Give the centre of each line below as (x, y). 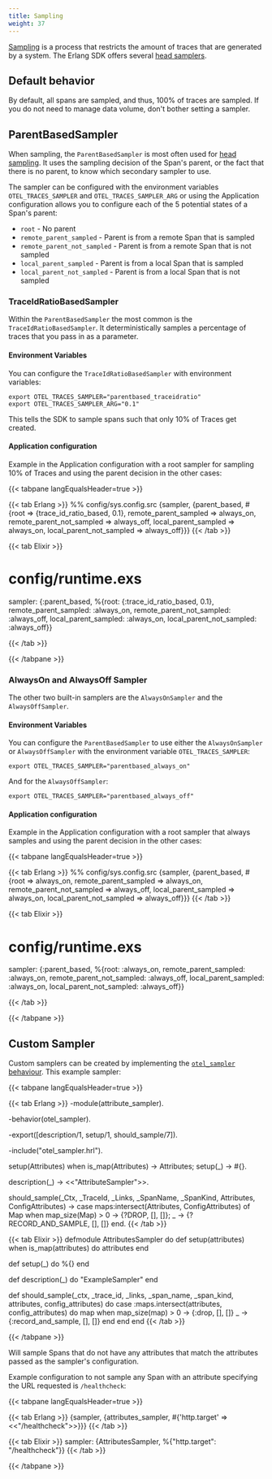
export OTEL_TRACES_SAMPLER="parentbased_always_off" (101, 796)
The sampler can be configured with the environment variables (114, 187)
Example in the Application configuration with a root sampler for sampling (131, 464)
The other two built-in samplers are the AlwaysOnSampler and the (116, 698)
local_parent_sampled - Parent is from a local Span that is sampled (132, 263)
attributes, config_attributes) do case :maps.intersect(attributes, (115, 1304)
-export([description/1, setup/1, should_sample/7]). (93, 1135)
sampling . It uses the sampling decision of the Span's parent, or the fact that (136, 163)
